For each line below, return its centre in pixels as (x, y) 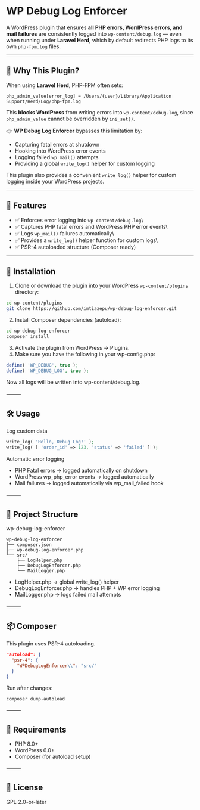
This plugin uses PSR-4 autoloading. (51, 643)
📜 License (25, 788)
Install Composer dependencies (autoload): (68, 320)
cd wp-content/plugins (34, 303)
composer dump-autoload (36, 699)
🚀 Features (26, 206)
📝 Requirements (36, 729)
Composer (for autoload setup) (53, 756)
